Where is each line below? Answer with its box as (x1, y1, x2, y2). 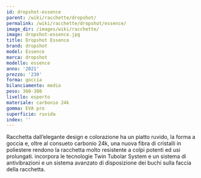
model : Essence (6, 49, 45, 55)
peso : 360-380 (6, 88, 43, 94)
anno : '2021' (6, 65, 40, 72)
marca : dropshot (6, 54, 48, 60)
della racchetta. (6, 166, 46, 173)
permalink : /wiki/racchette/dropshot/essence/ (6, 20, 127, 26)
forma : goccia (6, 77, 43, 83)
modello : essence (6, 60, 51, 66)
